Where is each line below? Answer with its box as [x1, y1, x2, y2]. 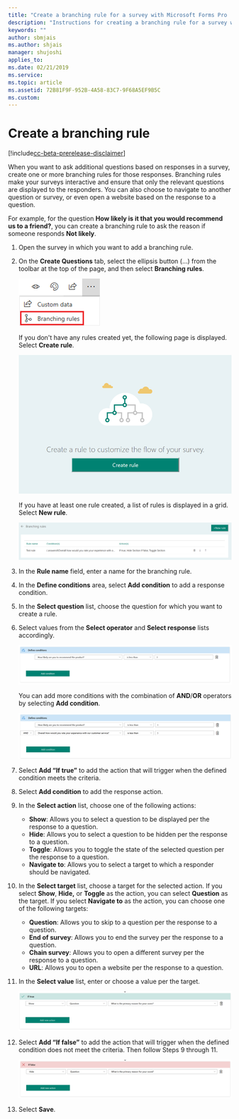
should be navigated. [28, 868, 91, 877]
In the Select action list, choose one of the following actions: [18, 801, 196, 810]
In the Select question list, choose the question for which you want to [18, 601, 223, 611]
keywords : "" [8, 26, 47, 33]
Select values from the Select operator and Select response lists [18, 623, 210, 632]
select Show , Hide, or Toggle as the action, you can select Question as [18, 889, 228, 898]
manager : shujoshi [8, 49, 62, 56]
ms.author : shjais [8, 41, 62, 49]
